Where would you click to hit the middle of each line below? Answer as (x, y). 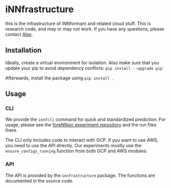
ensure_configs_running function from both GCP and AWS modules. (76, 151)
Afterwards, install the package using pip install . (60, 78)
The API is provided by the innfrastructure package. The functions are (80, 175)
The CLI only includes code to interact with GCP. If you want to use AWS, (82, 140)
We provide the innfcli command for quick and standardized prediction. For (85, 119)
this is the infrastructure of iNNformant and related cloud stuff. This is (78, 23)
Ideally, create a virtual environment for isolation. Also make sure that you (82, 63)
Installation (23, 50)
